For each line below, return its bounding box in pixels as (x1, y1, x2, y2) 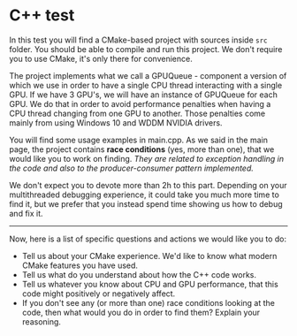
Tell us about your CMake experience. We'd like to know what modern (21, 250, 278, 261)
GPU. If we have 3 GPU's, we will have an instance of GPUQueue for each (9, 89, 278, 100)
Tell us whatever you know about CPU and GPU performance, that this (21, 279, 278, 289)
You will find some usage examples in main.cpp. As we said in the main (9, 134, 268, 145)
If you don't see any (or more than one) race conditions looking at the (21, 297, 276, 308)
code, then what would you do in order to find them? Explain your (21, 307, 261, 317)
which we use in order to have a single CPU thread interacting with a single (9, 80, 283, 90)
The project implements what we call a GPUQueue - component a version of (9, 70, 287, 80)
